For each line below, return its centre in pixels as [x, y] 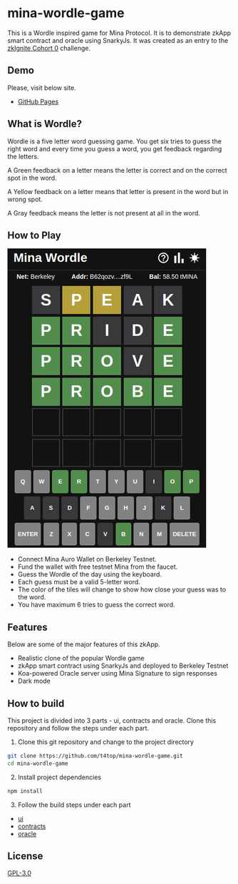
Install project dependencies [59, 777]
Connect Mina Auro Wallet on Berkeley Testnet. [87, 559]
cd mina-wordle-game [38, 763]
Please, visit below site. [42, 88]
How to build [36, 703]
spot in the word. [32, 178]
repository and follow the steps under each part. [78, 728]
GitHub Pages [38, 101]
